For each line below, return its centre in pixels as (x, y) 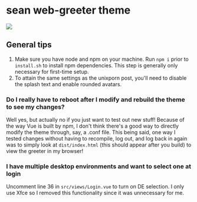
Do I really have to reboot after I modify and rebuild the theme (96, 99)
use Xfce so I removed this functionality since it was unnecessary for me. (95, 193)
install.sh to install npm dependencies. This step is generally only (96, 65)
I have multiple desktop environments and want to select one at (99, 166)
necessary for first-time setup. (52, 71)
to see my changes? (35, 107)
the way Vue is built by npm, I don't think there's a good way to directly (92, 126)
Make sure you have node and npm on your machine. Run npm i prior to (101, 59)
